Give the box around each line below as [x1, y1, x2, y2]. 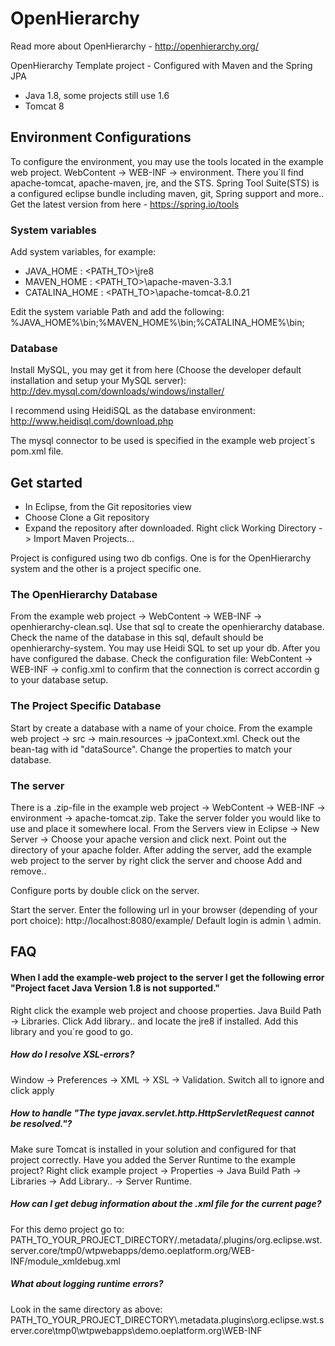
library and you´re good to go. [10, 1025, 134, 1037]
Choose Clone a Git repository [24, 512, 150, 524]
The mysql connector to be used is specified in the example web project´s [10, 435, 316, 447]
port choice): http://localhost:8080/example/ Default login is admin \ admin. [10, 915, 322, 927]
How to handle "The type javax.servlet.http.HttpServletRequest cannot [10, 1107, 315, 1119]
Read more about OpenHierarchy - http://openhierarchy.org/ [10, 40, 259, 52]
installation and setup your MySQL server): [10, 375, 187, 387]
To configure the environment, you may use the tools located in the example [10, 155, 324, 167]
